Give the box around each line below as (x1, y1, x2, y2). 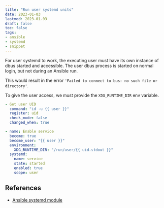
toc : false (5, 26, 28, 31)
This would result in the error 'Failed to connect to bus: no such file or (5, 77, 158, 83)
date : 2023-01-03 (5, 12, 41, 17)
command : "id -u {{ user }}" (9, 106, 69, 111)
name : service (14, 156, 43, 162)
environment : (9, 142, 36, 148)
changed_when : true (9, 120, 50, 125)
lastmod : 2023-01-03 (5, 16, 48, 21)
